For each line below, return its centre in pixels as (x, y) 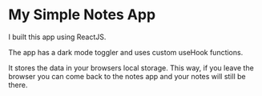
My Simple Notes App (82, 15)
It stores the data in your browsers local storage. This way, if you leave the (131, 68)
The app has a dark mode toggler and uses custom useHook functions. (126, 52)
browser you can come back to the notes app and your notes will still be (127, 76)
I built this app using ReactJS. (57, 37)
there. (18, 85)
